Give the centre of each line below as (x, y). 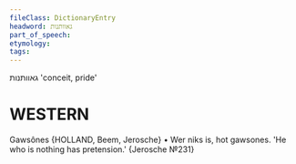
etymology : (30, 43)
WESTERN (49, 114)
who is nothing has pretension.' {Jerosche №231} (102, 149)
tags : (20, 52)
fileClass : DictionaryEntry (63, 18)
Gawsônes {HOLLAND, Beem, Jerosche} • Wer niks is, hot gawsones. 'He (148, 140)
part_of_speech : (40, 35)
